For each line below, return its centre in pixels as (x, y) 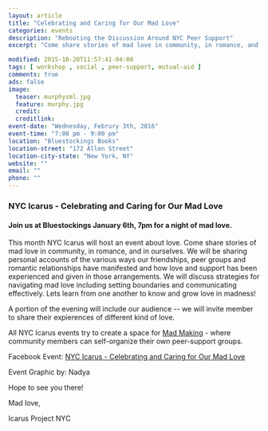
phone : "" (25, 178)
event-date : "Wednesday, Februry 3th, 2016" (83, 127)
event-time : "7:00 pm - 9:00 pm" (64, 134)
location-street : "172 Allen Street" (71, 148)
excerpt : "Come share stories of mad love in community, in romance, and (134, 45)
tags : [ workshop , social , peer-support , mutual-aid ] (105, 67)
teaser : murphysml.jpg (53, 96)
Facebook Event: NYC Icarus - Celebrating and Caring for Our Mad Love (127, 357)
